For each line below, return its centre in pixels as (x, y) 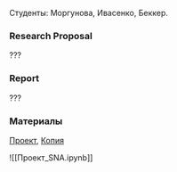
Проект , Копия (37, 140)
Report (24, 78)
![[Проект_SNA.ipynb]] (51, 157)
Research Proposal (51, 36)
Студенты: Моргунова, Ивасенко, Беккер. (89, 13)
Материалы (36, 121)
